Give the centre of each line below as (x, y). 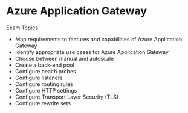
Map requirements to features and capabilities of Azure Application (99, 39)
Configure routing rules (44, 84)
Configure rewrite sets (43, 103)
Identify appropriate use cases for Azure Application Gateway (92, 52)
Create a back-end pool (44, 65)
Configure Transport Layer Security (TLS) (67, 97)
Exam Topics (22, 28)
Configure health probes (46, 71)
